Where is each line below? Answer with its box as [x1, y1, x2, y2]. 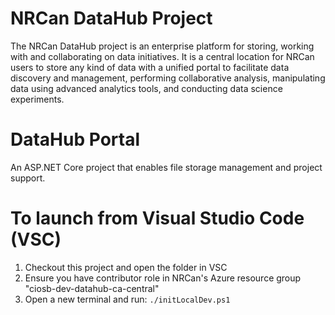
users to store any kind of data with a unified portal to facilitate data [10, 61, 290, 73]
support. [10, 172, 46, 184]
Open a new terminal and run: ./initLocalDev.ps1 [24, 293, 231, 305]
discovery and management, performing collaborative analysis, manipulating [10, 72, 326, 84]
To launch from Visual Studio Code [10, 207, 305, 230]
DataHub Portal [10, 128, 141, 151]
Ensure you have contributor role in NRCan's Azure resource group [24, 272, 302, 284]
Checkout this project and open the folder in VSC [24, 261, 228, 273]
